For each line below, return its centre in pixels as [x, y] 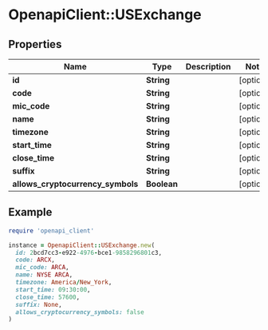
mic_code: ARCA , [42, 268]
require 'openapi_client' [51, 231]
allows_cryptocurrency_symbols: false [80, 312]
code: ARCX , [35, 260]
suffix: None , [39, 304]
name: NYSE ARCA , [44, 275]
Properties [35, 44]
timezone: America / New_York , [64, 282]
